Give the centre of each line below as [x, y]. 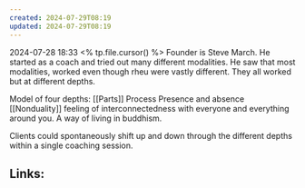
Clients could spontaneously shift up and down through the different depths [151, 135]
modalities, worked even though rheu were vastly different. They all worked [151, 71]
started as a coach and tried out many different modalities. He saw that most [152, 62]
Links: [27, 173]
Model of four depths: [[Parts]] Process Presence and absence [127, 99]
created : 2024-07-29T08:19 [60, 18]
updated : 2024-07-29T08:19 [60, 26]
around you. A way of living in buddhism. [86, 118]
